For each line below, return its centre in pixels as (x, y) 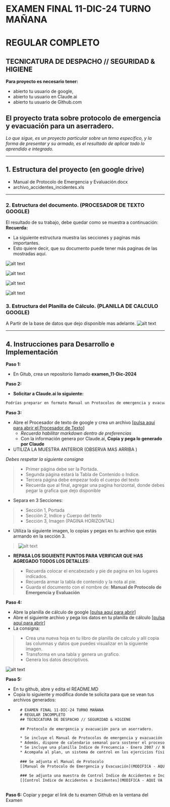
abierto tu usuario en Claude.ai (45, 97)
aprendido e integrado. (30, 149)
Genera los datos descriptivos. (58, 660)
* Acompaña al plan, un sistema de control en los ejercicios (87, 752)
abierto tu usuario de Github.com (47, 102)
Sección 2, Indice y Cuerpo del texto (64, 516)
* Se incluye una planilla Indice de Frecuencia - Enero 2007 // (90, 748)
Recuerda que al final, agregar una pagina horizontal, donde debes (95, 485)
